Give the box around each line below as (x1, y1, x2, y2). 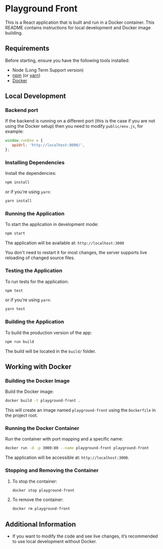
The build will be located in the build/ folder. (5, 348, 96, 354)
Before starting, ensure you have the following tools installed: (5, 57, 130, 63)
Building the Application (5, 318, 64, 325)
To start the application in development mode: (5, 221, 99, 227)
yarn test (5, 307, 26, 312)
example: (5, 128, 24, 134)
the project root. (5, 412, 38, 419)
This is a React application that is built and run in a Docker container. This (5, 19, 155, 25)
